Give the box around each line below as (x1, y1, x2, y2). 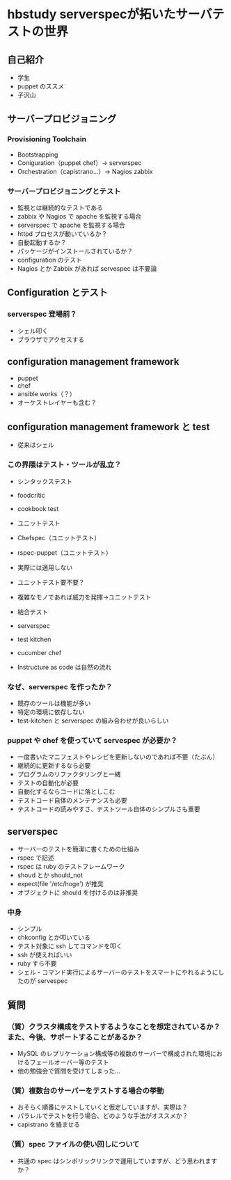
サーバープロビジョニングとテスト (7, 186, 121, 196)
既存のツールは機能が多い (17, 699, 91, 707)
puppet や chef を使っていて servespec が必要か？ (7, 735, 178, 745)
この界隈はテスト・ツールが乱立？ (7, 460, 122, 470)
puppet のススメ (17, 82, 65, 91)
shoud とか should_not (17, 871, 83, 879)
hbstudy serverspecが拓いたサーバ (7, 6, 212, 22)
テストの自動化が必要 (17, 779, 79, 787)
